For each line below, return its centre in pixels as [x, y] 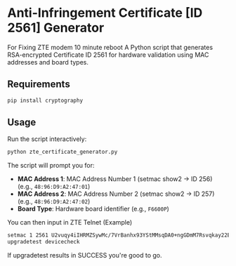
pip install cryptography [45, 100]
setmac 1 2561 [28, 235]
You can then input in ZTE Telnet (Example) [70, 222]
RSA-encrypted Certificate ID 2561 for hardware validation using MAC [108, 55]
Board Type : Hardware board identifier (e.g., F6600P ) [93, 209]
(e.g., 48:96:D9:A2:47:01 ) [54, 187]
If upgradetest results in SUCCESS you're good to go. [85, 255]
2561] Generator [56, 28]
